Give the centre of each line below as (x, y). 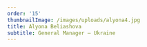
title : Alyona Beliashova (44, 26)
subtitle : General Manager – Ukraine (61, 33)
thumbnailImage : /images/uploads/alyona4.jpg (73, 20)
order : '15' (24, 13)
